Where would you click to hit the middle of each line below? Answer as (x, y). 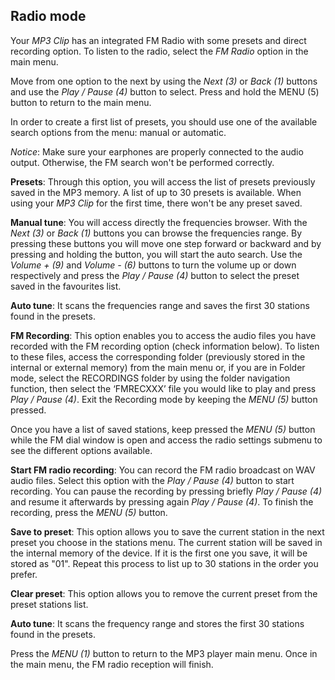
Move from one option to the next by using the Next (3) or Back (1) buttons (164, 81)
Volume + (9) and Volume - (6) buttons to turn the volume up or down (153, 265)
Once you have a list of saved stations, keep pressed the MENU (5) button (163, 429)
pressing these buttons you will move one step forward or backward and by (166, 243)
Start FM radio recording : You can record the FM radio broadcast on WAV (163, 470)
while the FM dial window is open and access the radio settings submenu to (166, 440)
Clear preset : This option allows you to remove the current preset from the (164, 593)
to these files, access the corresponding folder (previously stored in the (158, 356)
